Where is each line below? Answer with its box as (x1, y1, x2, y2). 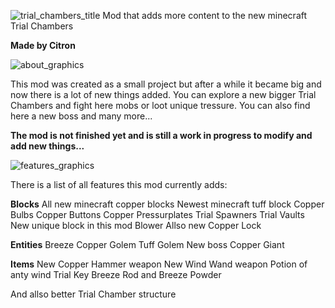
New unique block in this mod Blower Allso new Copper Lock (10, 220, 262, 231)
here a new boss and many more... (10, 110, 153, 122)
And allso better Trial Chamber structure (10, 288, 177, 300)
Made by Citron (10, 40, 76, 51)
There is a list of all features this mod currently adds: (10, 179, 228, 190)
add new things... (10, 140, 85, 152)
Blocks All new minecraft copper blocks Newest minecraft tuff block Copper (10, 198, 325, 210)
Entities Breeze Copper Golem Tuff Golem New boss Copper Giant (10, 239, 285, 250)
